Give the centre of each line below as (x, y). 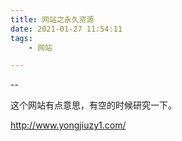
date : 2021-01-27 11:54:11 (66, 29)
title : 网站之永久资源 (52, 19)
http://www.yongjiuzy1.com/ (68, 125)
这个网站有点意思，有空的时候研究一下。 (93, 105)
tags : (21, 38)
